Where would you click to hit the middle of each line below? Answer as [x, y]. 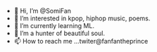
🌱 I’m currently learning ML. [54, 26]
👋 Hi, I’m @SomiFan [43, 11]
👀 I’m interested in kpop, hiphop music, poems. [82, 18]
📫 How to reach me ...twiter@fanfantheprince [81, 41]
